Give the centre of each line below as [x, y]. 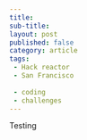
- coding [30, 92]
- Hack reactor [41, 68]
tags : [19, 59]
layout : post [34, 34]
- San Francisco [43, 76]
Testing [23, 126]
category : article [43, 51]
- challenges [38, 100]
